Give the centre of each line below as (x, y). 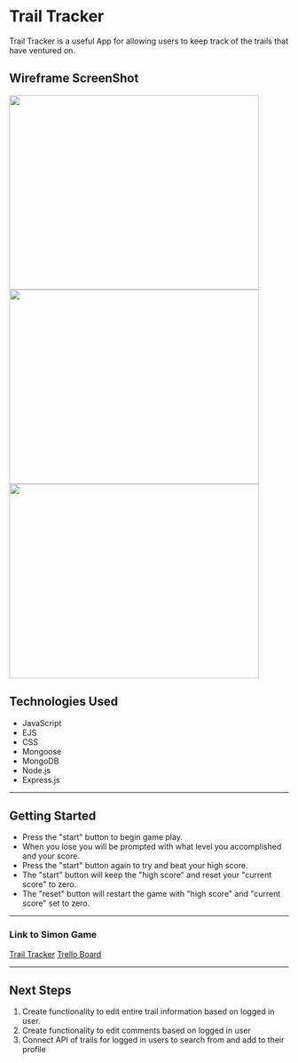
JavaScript (42, 723)
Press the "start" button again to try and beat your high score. (135, 866)
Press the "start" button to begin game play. (102, 837)
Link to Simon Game (53, 935)
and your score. (51, 856)
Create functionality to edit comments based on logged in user (136, 1031)
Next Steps (40, 991)
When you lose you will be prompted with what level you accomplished (152, 847)
